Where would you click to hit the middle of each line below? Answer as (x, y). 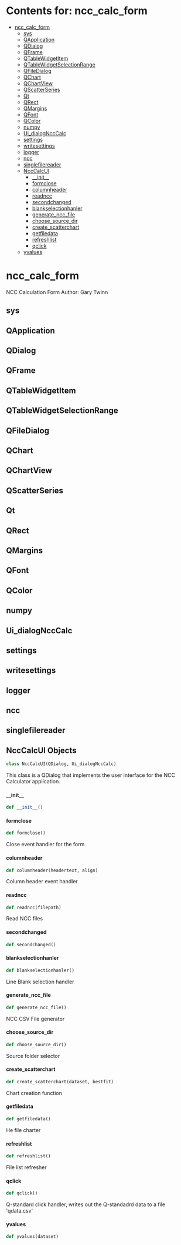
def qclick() (22, 1193)
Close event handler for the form (45, 845)
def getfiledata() (28, 1119)
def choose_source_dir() (36, 1044)
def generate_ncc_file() (36, 1007)
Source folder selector (33, 1056)
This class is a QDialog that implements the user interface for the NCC (91, 775)
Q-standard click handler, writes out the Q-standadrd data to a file (86, 1204)
